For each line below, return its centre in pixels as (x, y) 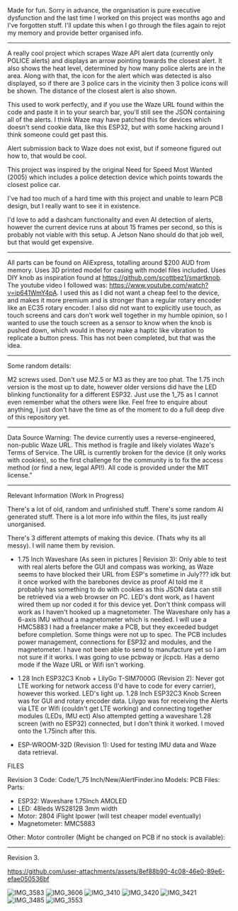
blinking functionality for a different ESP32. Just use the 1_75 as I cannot (113, 395)
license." (20, 475)
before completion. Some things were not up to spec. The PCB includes (122, 634)
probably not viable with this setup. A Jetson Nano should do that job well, (116, 234)
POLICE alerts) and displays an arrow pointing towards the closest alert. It (115, 61)
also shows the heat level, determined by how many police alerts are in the (116, 68)
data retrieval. (38, 752)
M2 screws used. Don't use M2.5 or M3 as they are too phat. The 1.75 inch (116, 379)
